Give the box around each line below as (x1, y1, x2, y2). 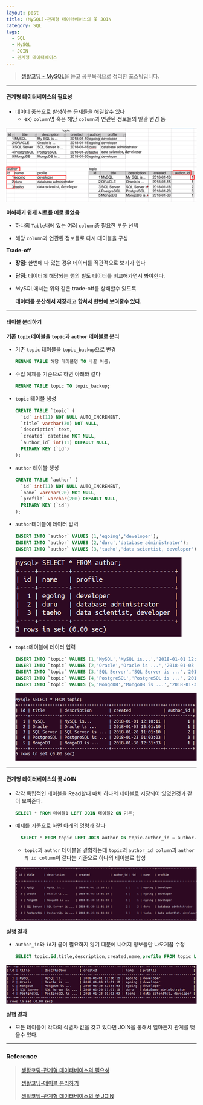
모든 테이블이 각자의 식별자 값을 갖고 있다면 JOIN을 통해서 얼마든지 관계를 (14, 1023, 189, 1031)
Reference (6, 1052, 37, 1060)
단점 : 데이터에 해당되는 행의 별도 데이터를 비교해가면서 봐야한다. (14, 272, 166, 279)
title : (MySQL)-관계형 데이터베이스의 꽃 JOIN (6, 16, 112, 22)
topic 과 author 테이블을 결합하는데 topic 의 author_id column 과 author (24, 847, 195, 854)
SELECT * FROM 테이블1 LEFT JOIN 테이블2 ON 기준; (14, 810, 135, 816)
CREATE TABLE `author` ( (14, 477, 78, 483)
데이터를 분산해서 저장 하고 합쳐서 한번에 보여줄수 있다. (14, 297, 142, 305)
